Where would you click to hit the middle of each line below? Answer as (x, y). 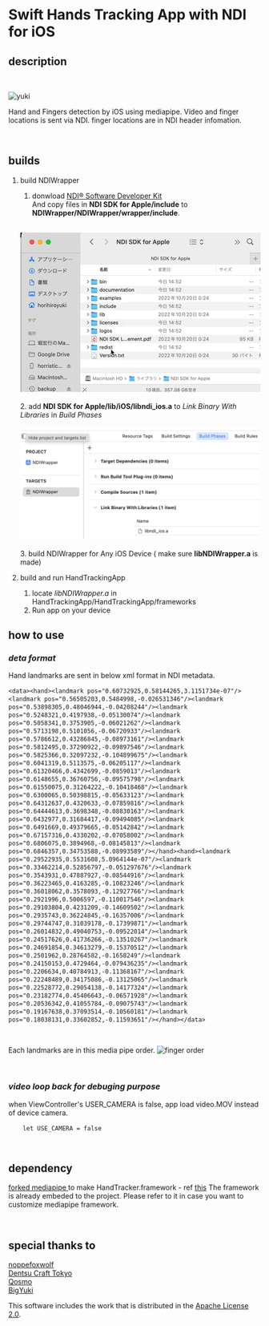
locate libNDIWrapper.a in (74, 593)
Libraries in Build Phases (61, 414)
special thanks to (52, 1245)
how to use (36, 635)
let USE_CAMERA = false (62, 1128)
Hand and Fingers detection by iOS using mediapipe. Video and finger (124, 111)
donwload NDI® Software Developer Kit (97, 196)
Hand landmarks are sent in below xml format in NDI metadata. (112, 676)
